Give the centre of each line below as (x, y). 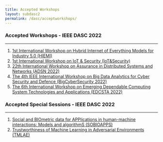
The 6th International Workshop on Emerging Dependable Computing (81, 87)
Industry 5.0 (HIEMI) (32, 56)
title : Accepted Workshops (32, 9)
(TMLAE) (21, 135)
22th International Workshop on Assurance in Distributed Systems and (82, 66)
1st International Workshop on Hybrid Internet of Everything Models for (83, 50)
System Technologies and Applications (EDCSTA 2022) (67, 92)
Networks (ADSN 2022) (36, 71)
